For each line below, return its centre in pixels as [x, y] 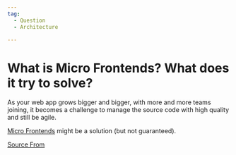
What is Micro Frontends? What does [118, 68]
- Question [30, 20]
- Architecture [36, 27]
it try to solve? [50, 83]
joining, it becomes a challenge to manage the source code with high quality [118, 110]
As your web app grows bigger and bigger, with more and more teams [109, 102]
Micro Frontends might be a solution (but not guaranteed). [92, 131]
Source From [26, 144]
